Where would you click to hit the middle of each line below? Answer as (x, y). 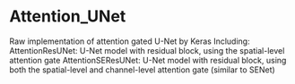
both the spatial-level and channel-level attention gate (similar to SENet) (142, 70)
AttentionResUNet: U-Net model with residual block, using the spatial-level (147, 50)
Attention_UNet (68, 17)
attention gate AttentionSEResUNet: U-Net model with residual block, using (148, 60)
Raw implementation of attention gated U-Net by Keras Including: (130, 41)
